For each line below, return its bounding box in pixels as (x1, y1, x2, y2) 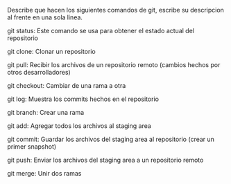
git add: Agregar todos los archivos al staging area (7, 122, 151, 130)
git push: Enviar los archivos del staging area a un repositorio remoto (7, 156, 204, 164)
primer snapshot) (7, 142, 57, 151)
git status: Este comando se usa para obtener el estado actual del (7, 27, 194, 35)
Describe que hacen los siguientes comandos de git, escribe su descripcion (7, 6, 224, 14)
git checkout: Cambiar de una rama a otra (7, 82, 126, 89)
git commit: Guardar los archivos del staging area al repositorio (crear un (7, 135, 215, 143)
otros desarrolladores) (7, 68, 71, 76)
